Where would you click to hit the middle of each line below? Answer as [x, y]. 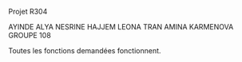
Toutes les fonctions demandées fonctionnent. [85, 50]
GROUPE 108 [30, 35]
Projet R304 [28, 12]
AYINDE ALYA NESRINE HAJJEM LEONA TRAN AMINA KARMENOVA [121, 27]
